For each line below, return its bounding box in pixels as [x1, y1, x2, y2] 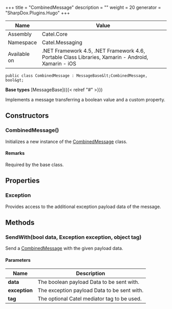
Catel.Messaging [41, 39, 83, 46]
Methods [5, 218, 35, 227]
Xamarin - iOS [41, 60, 77, 67]
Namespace [8, 39, 37, 46]
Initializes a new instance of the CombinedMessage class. [5, 138, 127, 145]
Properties [5, 176, 40, 185]
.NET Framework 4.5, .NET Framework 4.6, [41, 47, 145, 54]
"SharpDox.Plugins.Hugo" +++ [5, 10, 70, 16]
